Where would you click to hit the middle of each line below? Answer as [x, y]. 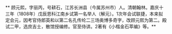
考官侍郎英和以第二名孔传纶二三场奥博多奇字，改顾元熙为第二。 [95, 20]
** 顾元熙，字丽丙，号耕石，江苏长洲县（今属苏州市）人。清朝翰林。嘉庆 [82, 7]
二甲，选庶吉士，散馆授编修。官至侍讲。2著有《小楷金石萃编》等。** [83, 26]
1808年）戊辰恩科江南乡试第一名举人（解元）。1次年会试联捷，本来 [89, 14]
